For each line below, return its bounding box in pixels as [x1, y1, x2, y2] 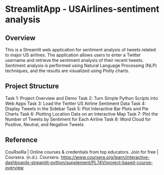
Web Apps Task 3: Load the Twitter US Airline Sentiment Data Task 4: [5, 100, 146, 106]
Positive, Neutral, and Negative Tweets [5, 121, 84, 127]
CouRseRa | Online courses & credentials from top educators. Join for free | [5, 149, 159, 155]
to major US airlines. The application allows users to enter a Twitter [5, 52, 141, 58]
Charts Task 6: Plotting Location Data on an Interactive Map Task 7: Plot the [5, 111, 159, 117]
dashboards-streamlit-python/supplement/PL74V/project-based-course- [5, 159, 153, 165]
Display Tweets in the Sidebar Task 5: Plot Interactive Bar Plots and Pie [5, 105, 149, 112]
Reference [5, 136, 38, 144]
